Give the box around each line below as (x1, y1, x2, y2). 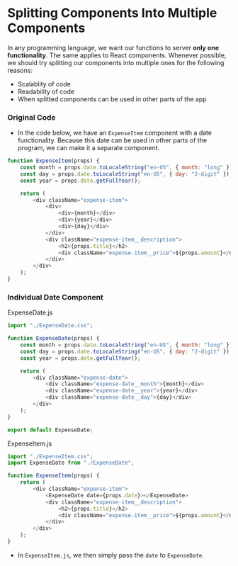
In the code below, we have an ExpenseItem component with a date (17, 129, 212, 137)
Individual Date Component (7, 292, 104, 302)
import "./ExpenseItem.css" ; (7, 453, 93, 460)
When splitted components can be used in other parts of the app (17, 94, 207, 103)
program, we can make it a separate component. (17, 144, 160, 152)
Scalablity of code (17, 79, 71, 88)
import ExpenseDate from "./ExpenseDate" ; (7, 459, 135, 467)
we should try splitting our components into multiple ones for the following (7, 58, 225, 67)
